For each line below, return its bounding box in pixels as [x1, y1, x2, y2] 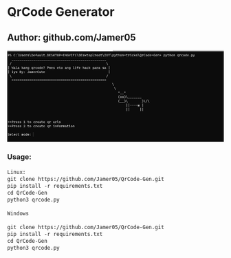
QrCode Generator [7, 4, 115, 20]
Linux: [7, 169, 26, 175]
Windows [7, 210, 30, 217]
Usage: [7, 152, 32, 162]
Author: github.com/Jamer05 [7, 32, 136, 43]
